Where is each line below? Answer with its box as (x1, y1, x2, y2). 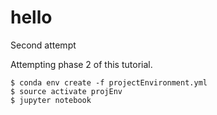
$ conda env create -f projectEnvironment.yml (10, 77, 208, 88)
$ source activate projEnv (10, 86, 123, 96)
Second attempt (10, 39, 77, 51)
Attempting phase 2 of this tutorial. (10, 58, 153, 70)
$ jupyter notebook (10, 95, 92, 105)
